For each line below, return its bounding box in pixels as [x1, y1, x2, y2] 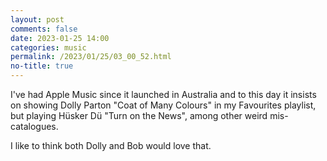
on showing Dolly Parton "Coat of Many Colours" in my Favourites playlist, [10, 99, 317, 111]
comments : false [10, 24, 78, 34]
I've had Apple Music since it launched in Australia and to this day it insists [10, 89, 317, 100]
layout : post [10, 14, 65, 25]
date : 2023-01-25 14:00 [10, 33, 110, 43]
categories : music [10, 42, 87, 53]
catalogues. [10, 121, 59, 132]
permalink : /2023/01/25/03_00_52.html [10, 52, 172, 62]
